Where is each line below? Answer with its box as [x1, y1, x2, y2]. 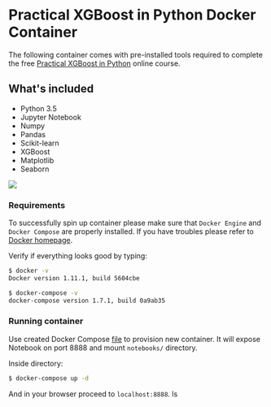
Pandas [20, 129, 46, 139]
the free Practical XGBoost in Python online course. [8, 58, 181, 68]
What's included [8, 82, 94, 96]
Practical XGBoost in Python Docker [8, 6, 256, 24]
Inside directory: [8, 358, 63, 368]
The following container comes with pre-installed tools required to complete [8, 50, 263, 59]
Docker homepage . [8, 236, 73, 245]
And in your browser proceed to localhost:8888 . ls [8, 388, 178, 399]
